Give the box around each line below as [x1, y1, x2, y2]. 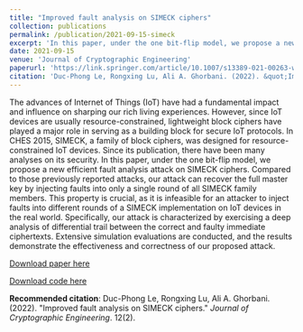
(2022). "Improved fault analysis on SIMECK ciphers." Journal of [9, 302, 250, 313]
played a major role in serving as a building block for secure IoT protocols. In [9, 125, 294, 136]
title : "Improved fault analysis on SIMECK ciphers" [9, 13, 212, 23]
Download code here [9, 275, 87, 286]
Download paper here [9, 258, 90, 269]
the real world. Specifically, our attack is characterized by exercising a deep [9, 211, 291, 222]
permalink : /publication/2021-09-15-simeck [9, 30, 176, 39]
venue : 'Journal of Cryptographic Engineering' [9, 55, 192, 64]
